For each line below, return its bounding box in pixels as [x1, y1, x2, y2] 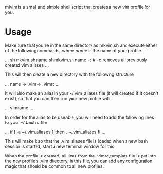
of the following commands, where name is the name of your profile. [5, 47, 143, 53]
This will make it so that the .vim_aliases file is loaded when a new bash [5, 138, 148, 144]
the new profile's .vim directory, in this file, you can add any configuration [5, 158, 153, 164]
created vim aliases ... [5, 62, 49, 68]
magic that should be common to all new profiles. [5, 163, 104, 169]
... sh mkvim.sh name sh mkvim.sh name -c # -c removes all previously [5, 57, 147, 63]
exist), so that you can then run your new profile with [5, 95, 111, 101]
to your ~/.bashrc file [5, 119, 47, 125]
